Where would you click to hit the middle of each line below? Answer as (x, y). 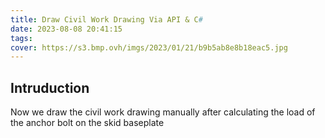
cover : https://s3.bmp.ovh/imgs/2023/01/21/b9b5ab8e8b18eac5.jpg (149, 47)
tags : (21, 38)
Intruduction (50, 87)
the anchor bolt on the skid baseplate (87, 123)
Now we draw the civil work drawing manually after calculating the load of (163, 112)
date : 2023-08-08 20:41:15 (66, 29)
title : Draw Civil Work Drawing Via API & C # (106, 19)
